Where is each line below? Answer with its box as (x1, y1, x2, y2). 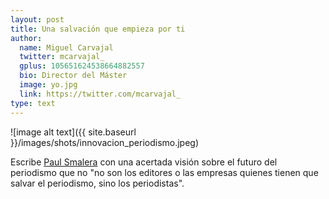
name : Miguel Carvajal (19, 42, 114, 53)
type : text (10, 98, 56, 108)
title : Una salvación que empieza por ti (10, 24, 186, 34)
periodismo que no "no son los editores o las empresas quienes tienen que (10, 166, 319, 178)
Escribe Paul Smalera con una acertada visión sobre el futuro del (10, 156, 278, 168)
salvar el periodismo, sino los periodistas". (10, 177, 185, 189)
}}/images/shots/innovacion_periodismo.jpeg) (10, 136, 200, 148)
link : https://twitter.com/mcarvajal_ (19, 89, 182, 99)
